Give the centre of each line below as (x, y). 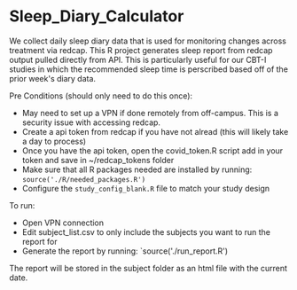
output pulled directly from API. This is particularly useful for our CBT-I (138, 59)
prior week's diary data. (52, 78)
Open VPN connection (63, 223)
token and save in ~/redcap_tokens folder (98, 160)
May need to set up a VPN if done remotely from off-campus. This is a (150, 113)
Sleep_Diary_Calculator (97, 16)
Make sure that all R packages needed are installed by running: (137, 169)
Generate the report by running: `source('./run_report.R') (125, 251)
